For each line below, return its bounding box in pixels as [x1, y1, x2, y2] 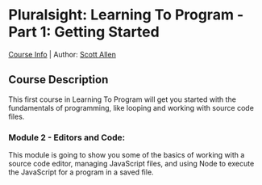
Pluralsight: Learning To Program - [8, 6, 244, 24]
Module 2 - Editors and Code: [8, 132, 126, 143]
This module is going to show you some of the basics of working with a [8, 150, 245, 160]
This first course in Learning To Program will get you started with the [8, 95, 236, 104]
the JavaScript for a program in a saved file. [8, 167, 155, 177]
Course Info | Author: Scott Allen [8, 49, 117, 59]
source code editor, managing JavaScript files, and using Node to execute [8, 159, 255, 169]
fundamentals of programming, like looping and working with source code [8, 103, 254, 112]
